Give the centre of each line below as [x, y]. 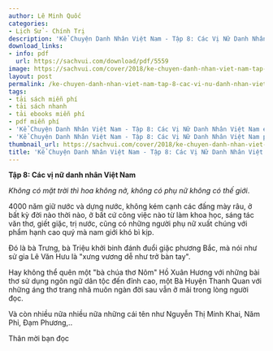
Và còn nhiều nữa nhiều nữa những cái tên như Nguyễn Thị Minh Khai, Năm [134, 314]
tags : [17, 91]
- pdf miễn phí [34, 122]
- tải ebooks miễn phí [47, 115]
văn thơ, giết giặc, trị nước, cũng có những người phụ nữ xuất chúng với [128, 223]
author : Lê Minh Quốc [45, 16]
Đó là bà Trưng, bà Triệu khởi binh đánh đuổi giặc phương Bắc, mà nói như [133, 248]
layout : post [30, 76]
